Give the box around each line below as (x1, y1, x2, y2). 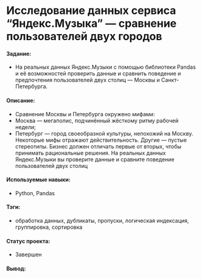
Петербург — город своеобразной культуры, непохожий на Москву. (15, 130, 193, 137)
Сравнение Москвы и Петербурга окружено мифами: (15, 110, 155, 117)
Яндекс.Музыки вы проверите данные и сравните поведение (15, 156, 175, 163)
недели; (15, 123, 37, 131)
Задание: (6, 50, 32, 57)
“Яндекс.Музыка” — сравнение (6, 16, 177, 30)
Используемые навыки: (6, 176, 71, 183)
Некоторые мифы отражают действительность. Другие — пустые (15, 136, 187, 144)
